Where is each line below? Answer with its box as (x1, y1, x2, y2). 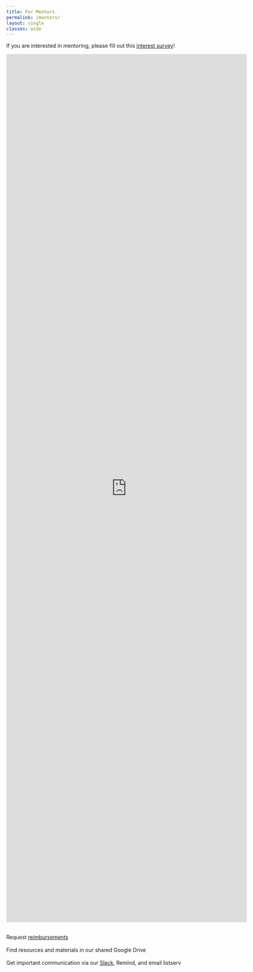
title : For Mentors (6, 8, 55, 15)
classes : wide (6, 25, 42, 32)
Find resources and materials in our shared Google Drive (6, 947, 146, 954)
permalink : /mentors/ (6, 14, 61, 20)
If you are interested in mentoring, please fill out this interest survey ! (6, 42, 175, 49)
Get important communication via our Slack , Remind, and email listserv (6, 959, 181, 967)
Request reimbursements (6, 933, 69, 941)
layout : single (6, 20, 44, 26)
